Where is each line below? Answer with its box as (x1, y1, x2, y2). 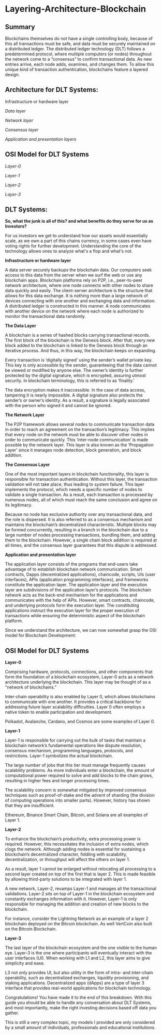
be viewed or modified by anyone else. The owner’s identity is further (5, 367, 144, 373)
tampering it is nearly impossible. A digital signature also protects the (5, 392, 143, 398)
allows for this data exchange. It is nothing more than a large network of (5, 293, 148, 299)
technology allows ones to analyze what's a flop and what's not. (5, 248, 133, 254)
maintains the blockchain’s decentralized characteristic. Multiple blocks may (5, 522, 157, 527)
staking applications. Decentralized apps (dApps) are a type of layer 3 (5, 980, 145, 986)
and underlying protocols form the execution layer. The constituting (5, 603, 139, 608)
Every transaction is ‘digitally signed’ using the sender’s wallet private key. (5, 357, 153, 363)
